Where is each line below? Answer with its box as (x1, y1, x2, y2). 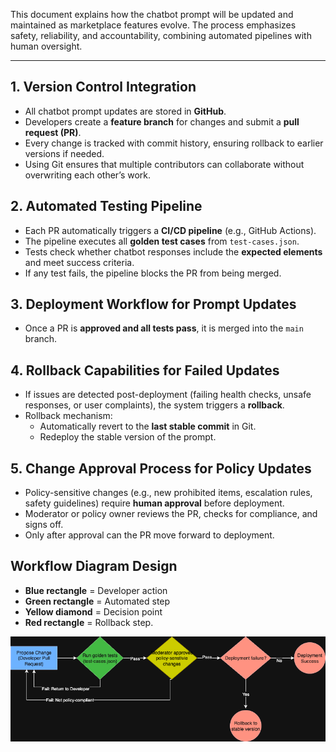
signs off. (24, 519, 64, 531)
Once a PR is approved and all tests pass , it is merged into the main (24, 322, 304, 334)
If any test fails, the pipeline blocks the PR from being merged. (24, 267, 282, 279)
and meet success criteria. (24, 256, 135, 268)
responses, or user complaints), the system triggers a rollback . (24, 399, 285, 411)
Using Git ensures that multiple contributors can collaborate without (24, 158, 305, 170)
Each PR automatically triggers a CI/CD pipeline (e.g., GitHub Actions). (24, 224, 317, 236)
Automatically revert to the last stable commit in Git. (39, 420, 257, 433)
